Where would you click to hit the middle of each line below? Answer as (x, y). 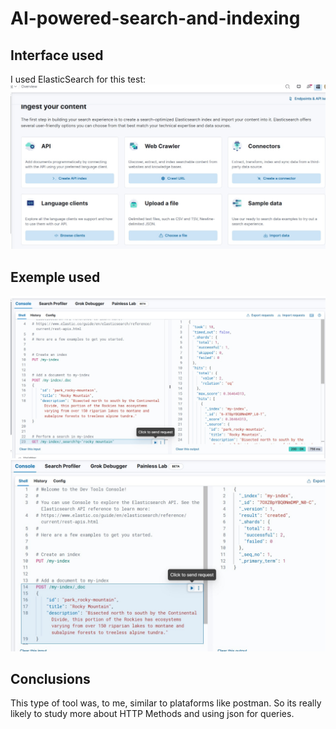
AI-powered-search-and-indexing (155, 18)
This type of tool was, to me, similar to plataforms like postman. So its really (166, 703)
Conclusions (50, 679)
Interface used (57, 55)
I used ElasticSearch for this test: (78, 79)
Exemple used (55, 277)
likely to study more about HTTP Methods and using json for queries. (152, 714)
